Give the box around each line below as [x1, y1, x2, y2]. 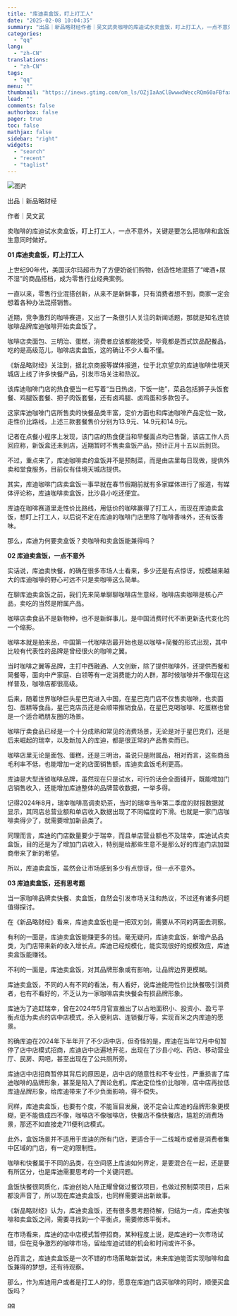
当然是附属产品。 [37, 599, 88, 607]
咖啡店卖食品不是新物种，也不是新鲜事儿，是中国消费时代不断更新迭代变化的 [7, 614, 230, 622]
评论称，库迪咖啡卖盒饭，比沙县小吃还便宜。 [13, 489, 143, 497]
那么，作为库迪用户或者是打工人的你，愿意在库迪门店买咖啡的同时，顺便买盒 [7, 1277, 230, 1286]
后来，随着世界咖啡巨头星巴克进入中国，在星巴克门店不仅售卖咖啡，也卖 [7, 694, 217, 702]
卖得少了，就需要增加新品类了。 [13, 816, 107, 825]
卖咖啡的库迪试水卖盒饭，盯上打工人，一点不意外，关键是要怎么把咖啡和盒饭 [7, 227, 230, 235]
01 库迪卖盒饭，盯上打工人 [7, 250, 84, 258]
